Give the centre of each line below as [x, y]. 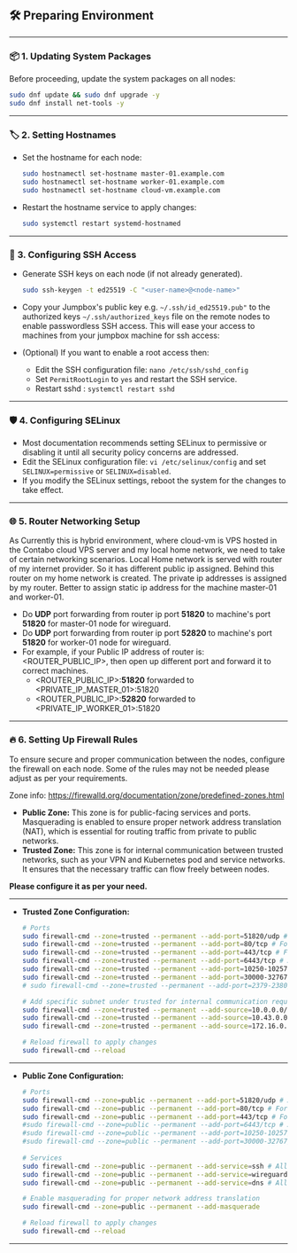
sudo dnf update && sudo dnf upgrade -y [85, 95]
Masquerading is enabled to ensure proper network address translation [152, 822]
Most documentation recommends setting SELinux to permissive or [145, 443]
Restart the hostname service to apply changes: [109, 207]
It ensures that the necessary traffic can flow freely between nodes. [145, 869]
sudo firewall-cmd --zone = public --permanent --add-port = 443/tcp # [149, 1116]
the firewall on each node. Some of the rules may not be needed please [139, 768]
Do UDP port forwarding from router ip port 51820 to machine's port [146, 615]
